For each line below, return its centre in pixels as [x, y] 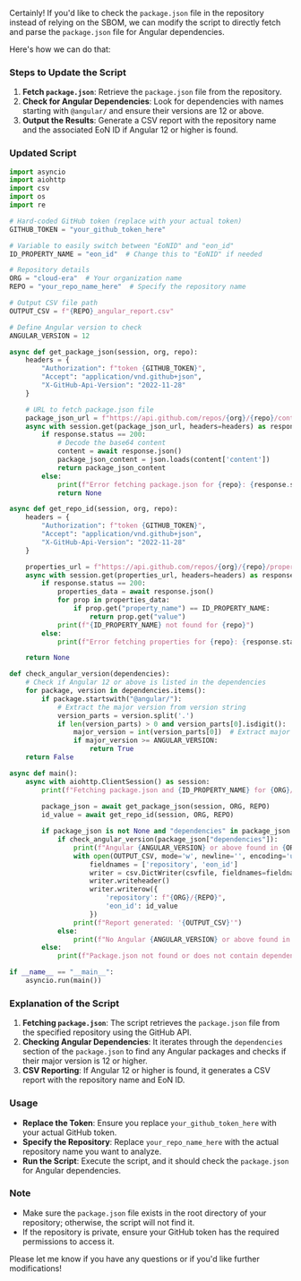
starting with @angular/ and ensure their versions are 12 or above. [143, 111]
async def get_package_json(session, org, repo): [104, 352]
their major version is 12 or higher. [85, 1061]
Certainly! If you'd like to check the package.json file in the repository [137, 13]
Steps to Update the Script [68, 73]
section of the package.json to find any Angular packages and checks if [154, 1052]
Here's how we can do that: [60, 49]
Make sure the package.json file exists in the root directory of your [144, 1213]
